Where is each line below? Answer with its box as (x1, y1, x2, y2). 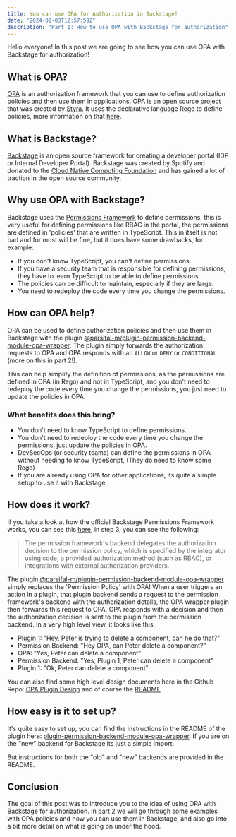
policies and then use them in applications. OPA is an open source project (7, 97, 221, 106)
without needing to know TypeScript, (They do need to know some (17, 456, 211, 464)
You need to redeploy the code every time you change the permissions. (17, 287, 225, 295)
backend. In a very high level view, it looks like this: (7, 619, 156, 629)
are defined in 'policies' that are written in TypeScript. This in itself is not (7, 227, 218, 237)
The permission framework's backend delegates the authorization (24, 538, 216, 547)
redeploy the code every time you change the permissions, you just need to (7, 384, 227, 393)
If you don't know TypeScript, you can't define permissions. (17, 256, 192, 265)
